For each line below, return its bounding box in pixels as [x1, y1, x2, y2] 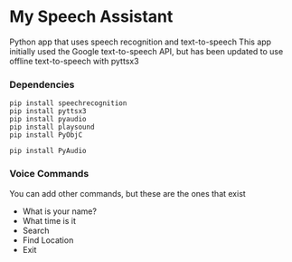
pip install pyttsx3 [9, 107, 88, 116]
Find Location [22, 234, 74, 246]
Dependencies [9, 78, 75, 91]
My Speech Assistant [9, 6, 174, 27]
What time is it [22, 215, 77, 226]
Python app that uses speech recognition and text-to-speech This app [9, 36, 272, 47]
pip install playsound [9, 122, 95, 132]
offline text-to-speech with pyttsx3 [9, 55, 139, 66]
